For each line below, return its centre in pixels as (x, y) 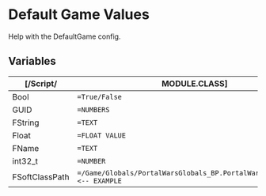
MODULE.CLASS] (194, 83)
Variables (32, 61)
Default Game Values (79, 15)
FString (26, 122)
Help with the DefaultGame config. (65, 36)
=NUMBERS (93, 109)
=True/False (100, 97)
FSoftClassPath (41, 177)
